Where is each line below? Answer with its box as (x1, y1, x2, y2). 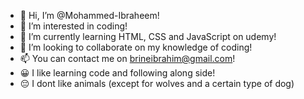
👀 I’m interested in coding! (19, 20, 128, 32)
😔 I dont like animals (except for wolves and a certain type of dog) (19, 78, 295, 89)
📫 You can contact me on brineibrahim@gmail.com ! (19, 53, 236, 64)
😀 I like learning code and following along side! (19, 67, 216, 79)
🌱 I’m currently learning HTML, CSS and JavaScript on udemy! (19, 31, 277, 42)
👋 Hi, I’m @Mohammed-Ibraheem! (19, 10, 160, 21)
